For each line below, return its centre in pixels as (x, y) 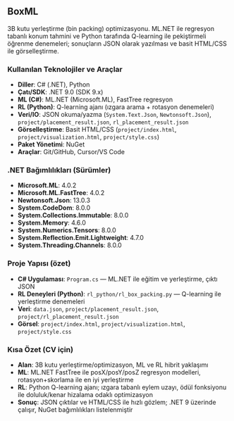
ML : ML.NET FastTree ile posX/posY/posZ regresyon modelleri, (109, 372)
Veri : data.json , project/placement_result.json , (88, 308)
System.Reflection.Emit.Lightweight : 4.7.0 (81, 238)
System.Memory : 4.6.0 (52, 223)
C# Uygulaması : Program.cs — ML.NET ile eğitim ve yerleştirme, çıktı (117, 279)
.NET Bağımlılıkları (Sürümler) (59, 170)
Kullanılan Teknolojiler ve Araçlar (65, 69)
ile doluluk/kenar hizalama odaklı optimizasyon (85, 395)
